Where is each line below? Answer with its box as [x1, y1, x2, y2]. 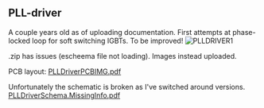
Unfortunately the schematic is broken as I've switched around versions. [8, 82, 246, 91]
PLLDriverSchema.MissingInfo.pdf [8, 91, 121, 100]
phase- [231, 27, 256, 37]
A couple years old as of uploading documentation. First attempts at [8, 27, 231, 37]
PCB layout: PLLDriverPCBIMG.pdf [8, 67, 122, 76]
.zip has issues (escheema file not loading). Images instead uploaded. [8, 51, 237, 60]
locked [8, 36, 30, 45]
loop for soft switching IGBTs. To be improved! [31, 36, 184, 45]
